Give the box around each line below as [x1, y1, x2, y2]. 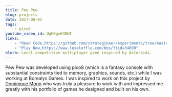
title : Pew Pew [5, 7, 38, 13]
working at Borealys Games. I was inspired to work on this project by [5, 75, 150, 81]
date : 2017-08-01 [5, 17, 42, 22]
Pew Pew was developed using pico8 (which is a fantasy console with [5, 64, 153, 70]
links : [5, 36, 19, 41]
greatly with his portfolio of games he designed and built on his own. [5, 86, 150, 92]
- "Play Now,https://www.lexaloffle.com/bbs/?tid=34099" [14, 45, 139, 51]
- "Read [14, 41, 31, 46]
